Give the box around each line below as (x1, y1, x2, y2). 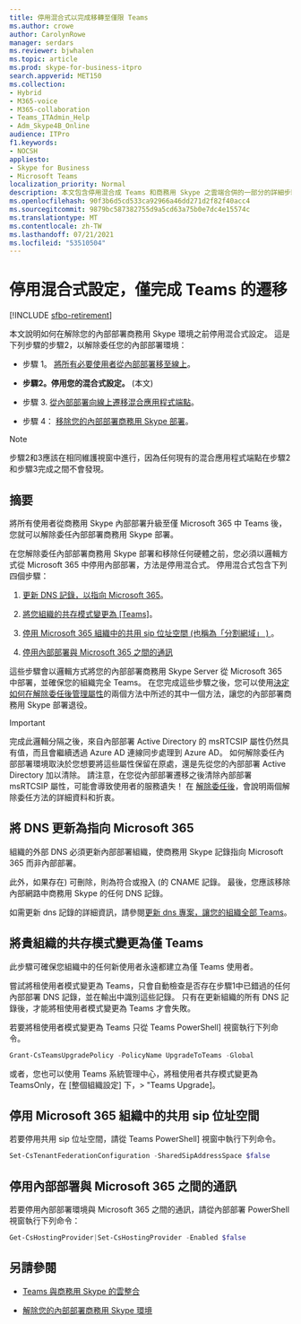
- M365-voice (9, 96, 58, 106)
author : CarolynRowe (9, 30, 87, 39)
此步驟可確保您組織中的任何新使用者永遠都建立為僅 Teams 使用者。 (9, 961, 258, 971)
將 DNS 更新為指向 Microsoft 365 (9, 821, 194, 836)
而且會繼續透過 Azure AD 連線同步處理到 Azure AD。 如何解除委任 (32, 747, 277, 758)
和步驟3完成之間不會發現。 (9, 464, 109, 475)
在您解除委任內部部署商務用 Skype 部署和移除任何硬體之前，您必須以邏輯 (9, 548, 280, 559)
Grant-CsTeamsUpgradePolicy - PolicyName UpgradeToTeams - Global (9, 1050, 254, 1059)
